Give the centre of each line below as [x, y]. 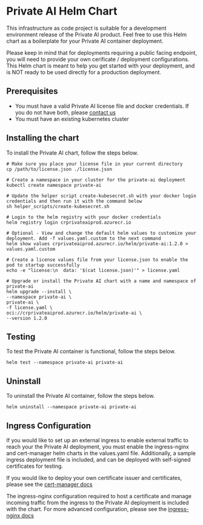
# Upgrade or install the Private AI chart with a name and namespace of [101, 281]
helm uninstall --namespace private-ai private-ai [72, 407]
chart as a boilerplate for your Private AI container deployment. [85, 41]
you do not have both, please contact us [65, 112]
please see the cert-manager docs [49, 484]
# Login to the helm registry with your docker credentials [84, 217]
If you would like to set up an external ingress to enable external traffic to [98, 440]
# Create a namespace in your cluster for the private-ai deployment [96, 180]
